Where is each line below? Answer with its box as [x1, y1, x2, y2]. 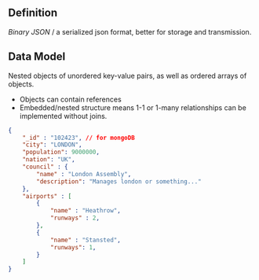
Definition [8, 6, 57, 20]
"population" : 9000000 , [22, 149, 100, 157]
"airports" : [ [22, 192, 72, 200]
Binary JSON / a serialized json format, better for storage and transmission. [8, 27, 252, 36]
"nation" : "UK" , [22, 156, 76, 164]
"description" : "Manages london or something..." [36, 177, 202, 186]
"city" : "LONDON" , [22, 141, 82, 149]
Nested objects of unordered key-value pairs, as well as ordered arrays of [8, 71, 247, 80]
